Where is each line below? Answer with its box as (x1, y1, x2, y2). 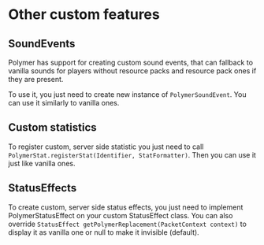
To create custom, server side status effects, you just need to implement (8, 202, 244, 212)
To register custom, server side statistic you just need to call (8, 142, 204, 151)
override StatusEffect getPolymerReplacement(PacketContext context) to (8, 219, 247, 228)
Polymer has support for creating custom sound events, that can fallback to (8, 58, 254, 67)
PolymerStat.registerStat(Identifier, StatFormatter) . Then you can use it (8, 150, 256, 159)
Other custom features (8, 6, 160, 24)
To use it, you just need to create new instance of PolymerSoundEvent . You (8, 90, 247, 99)
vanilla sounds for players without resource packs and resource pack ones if (8, 66, 257, 76)
